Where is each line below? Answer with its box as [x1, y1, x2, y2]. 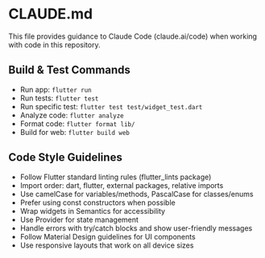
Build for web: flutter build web [19, 127, 130, 137]
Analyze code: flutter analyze [19, 110, 125, 120]
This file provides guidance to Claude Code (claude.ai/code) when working [8, 31, 258, 41]
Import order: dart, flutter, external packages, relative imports [19, 180, 224, 190]
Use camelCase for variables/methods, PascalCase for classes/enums [19, 189, 254, 199]
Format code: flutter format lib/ [19, 118, 135, 129]
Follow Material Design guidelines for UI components [19, 231, 196, 241]
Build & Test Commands [8, 63, 130, 77]
